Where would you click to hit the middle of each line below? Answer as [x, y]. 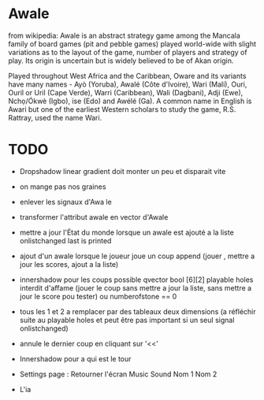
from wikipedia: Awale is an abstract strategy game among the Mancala [124, 35]
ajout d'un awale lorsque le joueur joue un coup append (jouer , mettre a [137, 256]
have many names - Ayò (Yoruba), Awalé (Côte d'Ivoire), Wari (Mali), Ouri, [128, 84]
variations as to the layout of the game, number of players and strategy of [128, 52]
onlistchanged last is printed [65, 240]
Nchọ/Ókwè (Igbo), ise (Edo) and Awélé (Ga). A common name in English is [130, 101]
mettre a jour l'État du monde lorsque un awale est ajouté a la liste [126, 232]
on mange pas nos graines [63, 187]
